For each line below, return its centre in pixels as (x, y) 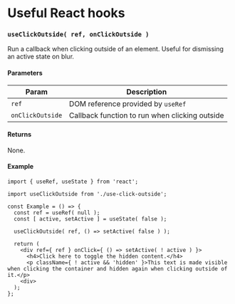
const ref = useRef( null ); (57, 213)
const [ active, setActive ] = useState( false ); (90, 219)
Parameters (25, 73)
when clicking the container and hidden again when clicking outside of (117, 269)
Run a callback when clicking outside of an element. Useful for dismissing (116, 49)
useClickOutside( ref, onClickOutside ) (78, 35)
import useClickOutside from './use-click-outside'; (87, 194)
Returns (20, 135)
